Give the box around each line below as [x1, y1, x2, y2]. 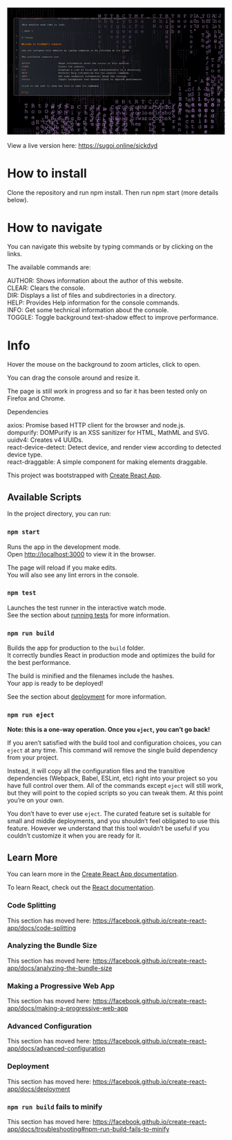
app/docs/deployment [7, 1085, 70, 1093]
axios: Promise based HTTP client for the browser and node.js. [7, 421, 186, 429]
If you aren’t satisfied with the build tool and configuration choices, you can [7, 739, 222, 747]
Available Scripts [7, 491, 81, 503]
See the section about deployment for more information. [7, 693, 167, 701]
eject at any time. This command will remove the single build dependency [7, 746, 218, 755]
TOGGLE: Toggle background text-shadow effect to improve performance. [7, 313, 219, 322]
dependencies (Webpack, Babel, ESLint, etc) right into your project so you [7, 774, 218, 782]
